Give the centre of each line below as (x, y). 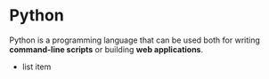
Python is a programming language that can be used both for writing (135, 40)
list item (37, 67)
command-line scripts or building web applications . (106, 49)
